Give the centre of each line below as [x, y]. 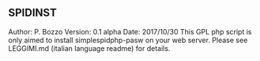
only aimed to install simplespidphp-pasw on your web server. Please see [128, 40]
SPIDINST [32, 13]
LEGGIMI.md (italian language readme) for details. [89, 48]
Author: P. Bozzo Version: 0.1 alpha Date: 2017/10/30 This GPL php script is [130, 31]
